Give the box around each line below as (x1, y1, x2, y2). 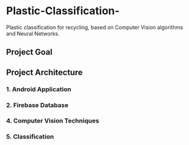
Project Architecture (6, 67, 83, 78)
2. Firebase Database (6, 101, 69, 109)
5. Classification (6, 133, 55, 141)
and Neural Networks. (6, 30, 60, 37)
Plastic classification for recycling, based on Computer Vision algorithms (6, 24, 184, 31)
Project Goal (6, 47, 53, 57)
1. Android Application (6, 85, 72, 93)
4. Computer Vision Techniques (6, 117, 100, 125)
